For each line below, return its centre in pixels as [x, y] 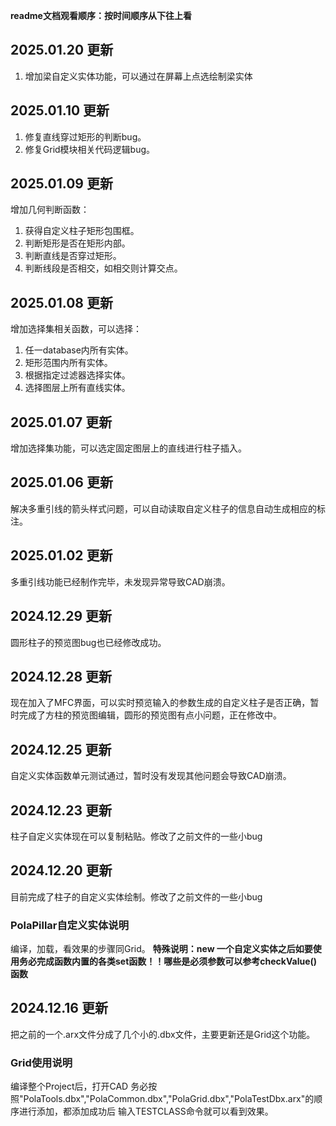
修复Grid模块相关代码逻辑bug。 [90, 149]
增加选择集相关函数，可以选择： [76, 329]
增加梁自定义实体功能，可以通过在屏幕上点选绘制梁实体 [138, 76]
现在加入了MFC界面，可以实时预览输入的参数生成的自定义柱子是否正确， [160, 703]
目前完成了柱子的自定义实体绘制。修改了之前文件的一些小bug [136, 896]
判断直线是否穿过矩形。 [73, 256]
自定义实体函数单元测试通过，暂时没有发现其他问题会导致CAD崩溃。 [151, 776]
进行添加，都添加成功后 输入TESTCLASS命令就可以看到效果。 [146, 1111]
